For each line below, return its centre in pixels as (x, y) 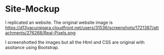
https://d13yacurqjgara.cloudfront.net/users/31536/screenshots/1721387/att (82, 27)
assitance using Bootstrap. (32, 47)
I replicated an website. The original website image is (59, 22)
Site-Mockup (33, 9)
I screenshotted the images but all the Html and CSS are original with (75, 42)
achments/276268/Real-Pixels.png (40, 33)
